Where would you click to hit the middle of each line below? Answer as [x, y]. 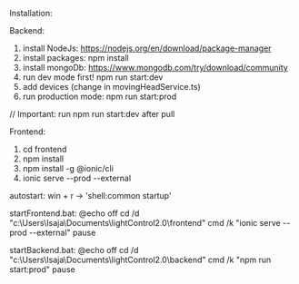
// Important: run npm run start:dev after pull [92, 114]
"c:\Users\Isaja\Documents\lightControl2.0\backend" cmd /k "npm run [140, 260]
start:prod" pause [42, 269]
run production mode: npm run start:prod [100, 96]
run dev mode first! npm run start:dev [93, 77]
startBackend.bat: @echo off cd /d [74, 250]
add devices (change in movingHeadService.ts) [112, 87]
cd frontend [45, 149]
